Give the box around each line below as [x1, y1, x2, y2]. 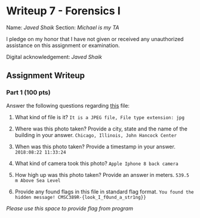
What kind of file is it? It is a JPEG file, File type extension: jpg [14, 113, 185, 120]
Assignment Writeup [6, 70, 85, 81]
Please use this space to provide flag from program [6, 204, 133, 212]
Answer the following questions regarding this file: [6, 102, 130, 109]
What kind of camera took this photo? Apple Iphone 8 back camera [14, 160, 179, 167]
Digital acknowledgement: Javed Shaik [6, 53, 103, 60]
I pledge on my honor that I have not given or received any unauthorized [6, 35, 184, 42]
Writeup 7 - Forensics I [6, 4, 121, 18]
